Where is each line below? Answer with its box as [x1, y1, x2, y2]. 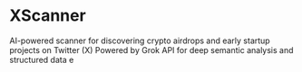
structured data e [9, 54, 74, 65]
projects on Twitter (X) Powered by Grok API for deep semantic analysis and [9, 44, 294, 55]
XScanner [9, 5, 86, 26]
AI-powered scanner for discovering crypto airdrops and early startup [9, 35, 270, 46]
